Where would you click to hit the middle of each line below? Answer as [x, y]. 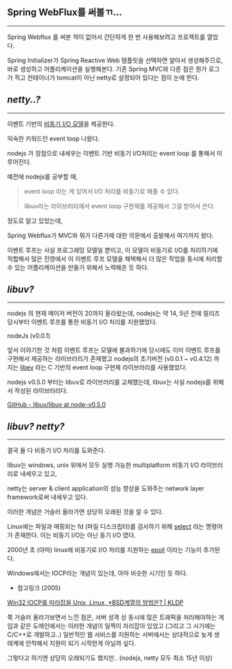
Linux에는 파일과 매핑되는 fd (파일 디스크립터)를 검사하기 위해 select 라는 [106, 526]
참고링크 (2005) [39, 588]
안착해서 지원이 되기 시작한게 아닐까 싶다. [81, 643]
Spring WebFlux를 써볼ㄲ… [65, 12]
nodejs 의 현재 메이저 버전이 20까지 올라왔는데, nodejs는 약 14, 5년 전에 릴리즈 [114, 313]
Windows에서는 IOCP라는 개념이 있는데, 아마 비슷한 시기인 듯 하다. [97, 574]
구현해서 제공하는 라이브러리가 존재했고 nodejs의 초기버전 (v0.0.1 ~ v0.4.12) [110, 359]
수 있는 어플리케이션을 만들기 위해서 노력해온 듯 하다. [78, 267]
